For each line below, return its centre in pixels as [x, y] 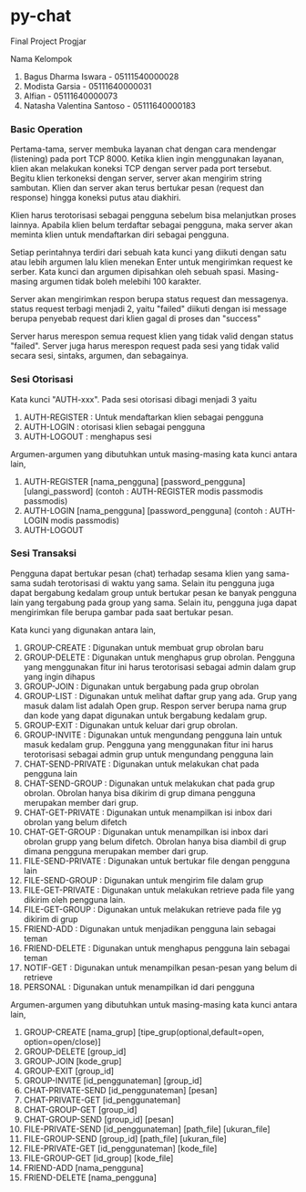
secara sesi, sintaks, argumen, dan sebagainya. [100, 356]
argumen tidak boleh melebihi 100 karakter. [121, 282]
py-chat [41, 16]
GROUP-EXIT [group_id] [69, 1071]
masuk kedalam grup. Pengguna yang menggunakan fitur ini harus [148, 744]
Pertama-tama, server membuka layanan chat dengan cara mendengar [143, 149]
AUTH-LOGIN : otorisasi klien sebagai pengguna [114, 426]
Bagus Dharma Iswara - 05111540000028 [101, 76]
